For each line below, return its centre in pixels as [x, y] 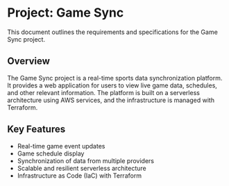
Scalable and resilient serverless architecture [82, 168]
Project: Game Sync [66, 13]
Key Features [36, 129]
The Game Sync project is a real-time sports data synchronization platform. [115, 78]
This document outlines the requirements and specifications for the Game [113, 32]
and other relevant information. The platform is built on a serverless [103, 92]
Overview [29, 61]
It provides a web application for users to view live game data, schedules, [112, 85]
